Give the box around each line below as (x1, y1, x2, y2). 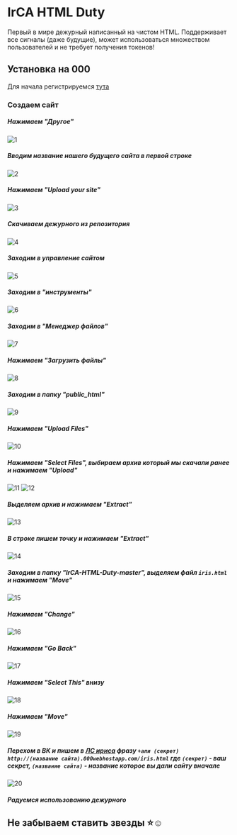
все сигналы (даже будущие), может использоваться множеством (7, 35, 210, 43)
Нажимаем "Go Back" (7, 644, 76, 652)
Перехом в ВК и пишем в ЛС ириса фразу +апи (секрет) (7, 746, 179, 755)
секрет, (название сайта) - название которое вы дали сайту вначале (7, 761, 221, 770)
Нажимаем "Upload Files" (7, 424, 88, 432)
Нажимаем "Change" (7, 610, 76, 618)
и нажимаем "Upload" (7, 466, 78, 474)
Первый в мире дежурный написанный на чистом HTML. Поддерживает (7, 28, 227, 36)
